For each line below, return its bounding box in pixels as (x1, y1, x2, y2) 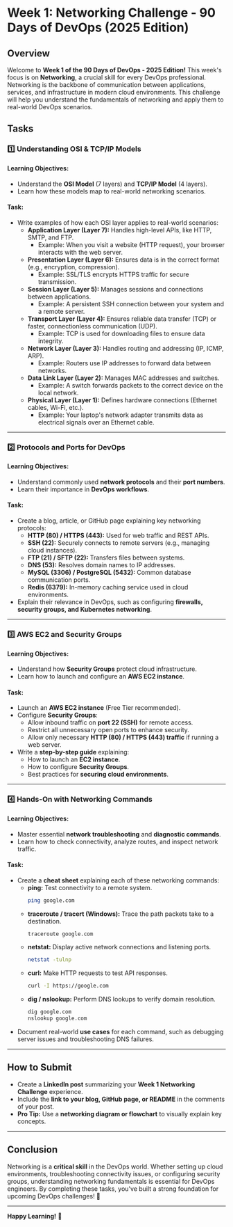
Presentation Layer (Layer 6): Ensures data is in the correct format (27, 255, 220, 264)
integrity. (37, 336, 64, 345)
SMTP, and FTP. (27, 233, 74, 242)
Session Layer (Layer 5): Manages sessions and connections (27, 285, 203, 293)
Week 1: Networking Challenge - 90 (7, 5, 216, 21)
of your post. (17, 1102, 54, 1111)
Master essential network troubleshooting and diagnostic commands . (17, 830, 221, 838)
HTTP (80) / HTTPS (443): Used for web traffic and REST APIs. (27, 531, 209, 540)
